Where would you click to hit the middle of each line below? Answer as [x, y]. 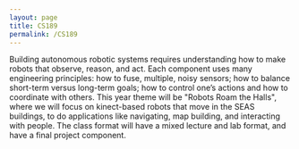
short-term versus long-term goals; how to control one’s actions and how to [149, 88]
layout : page [34, 17]
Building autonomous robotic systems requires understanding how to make [148, 60]
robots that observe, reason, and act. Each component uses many [131, 69]
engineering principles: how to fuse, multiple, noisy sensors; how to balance [150, 79]
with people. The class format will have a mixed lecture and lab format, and [148, 126]
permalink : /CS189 [43, 34]
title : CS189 [34, 26]
